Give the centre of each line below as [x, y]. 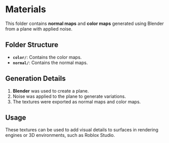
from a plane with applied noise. [39, 28]
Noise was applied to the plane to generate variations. [69, 96]
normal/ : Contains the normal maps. [50, 63]
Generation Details [36, 79]
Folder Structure [32, 45]
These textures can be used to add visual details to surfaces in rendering [82, 130]
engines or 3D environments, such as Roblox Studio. [60, 135]
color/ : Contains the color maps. [47, 57]
